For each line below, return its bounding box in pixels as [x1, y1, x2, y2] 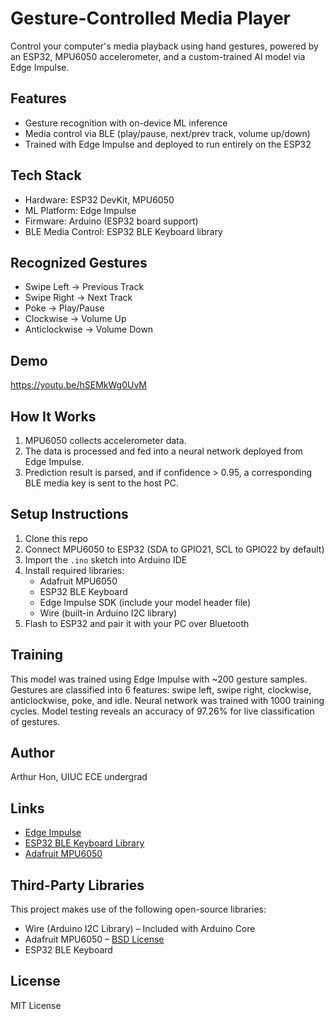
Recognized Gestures [10, 254, 148, 271]
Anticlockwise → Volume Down [24, 323, 154, 336]
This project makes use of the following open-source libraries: [10, 903, 267, 916]
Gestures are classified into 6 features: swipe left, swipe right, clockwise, [10, 683, 312, 696]
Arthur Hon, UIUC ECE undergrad [10, 771, 148, 783]
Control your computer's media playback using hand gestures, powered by [10, 40, 319, 52]
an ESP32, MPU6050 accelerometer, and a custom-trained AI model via [10, 50, 306, 62]
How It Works [10, 408, 97, 425]
